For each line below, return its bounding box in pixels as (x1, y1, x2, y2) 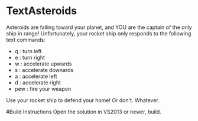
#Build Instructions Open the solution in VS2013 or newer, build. (6, 108, 161, 115)
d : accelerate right (14, 79, 61, 86)
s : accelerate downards (14, 66, 74, 73)
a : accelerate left (14, 73, 57, 80)
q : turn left (14, 47, 42, 54)
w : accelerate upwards (14, 60, 72, 67)
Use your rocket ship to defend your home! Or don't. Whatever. (6, 96, 160, 104)
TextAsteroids (6, 4, 77, 18)
